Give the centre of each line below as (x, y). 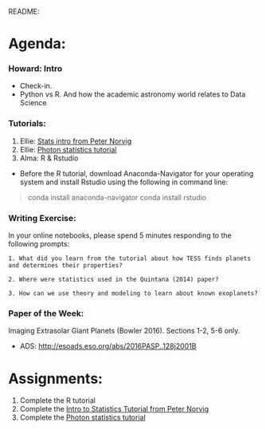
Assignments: (56, 379)
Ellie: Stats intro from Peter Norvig (76, 141)
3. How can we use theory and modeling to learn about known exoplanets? (133, 294)
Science (33, 103)
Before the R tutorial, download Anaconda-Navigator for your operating (137, 173)
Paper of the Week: (46, 313)
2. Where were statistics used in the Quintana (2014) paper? (113, 280)
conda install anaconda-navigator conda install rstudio (117, 197)
